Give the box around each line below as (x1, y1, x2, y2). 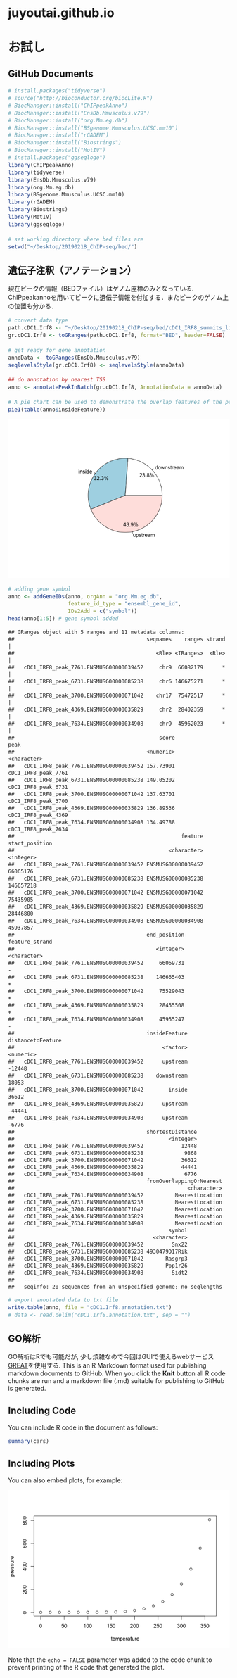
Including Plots (8, 1457, 75, 1469)
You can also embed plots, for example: (8, 1476, 123, 1484)
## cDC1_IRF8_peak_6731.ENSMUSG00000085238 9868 (8, 1149, 198, 1156)
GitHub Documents (8, 68, 94, 80)
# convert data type (8, 317, 69, 324)
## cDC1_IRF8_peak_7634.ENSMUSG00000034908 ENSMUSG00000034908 (8, 917, 203, 924)
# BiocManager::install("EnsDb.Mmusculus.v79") (8, 109, 150, 117)
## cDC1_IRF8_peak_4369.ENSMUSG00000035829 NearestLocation (8, 1213, 222, 1220)
